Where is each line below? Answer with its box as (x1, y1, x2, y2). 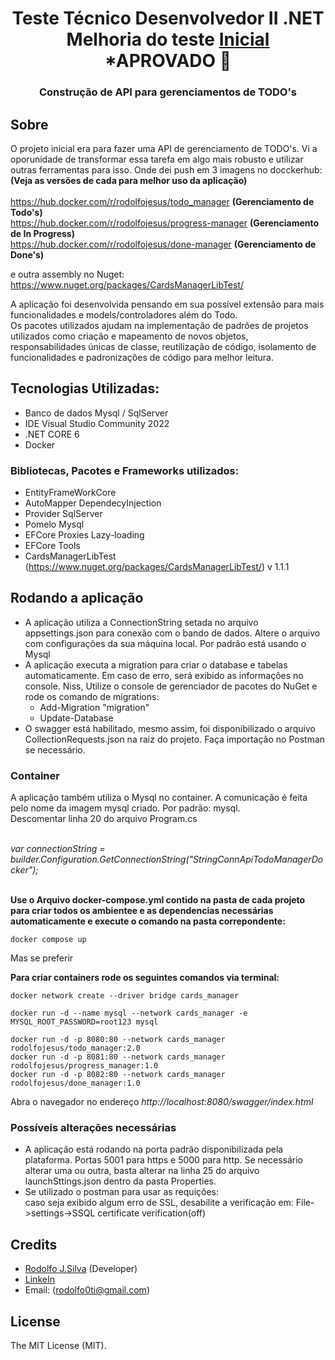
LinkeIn (24, 1273, 55, 1286)
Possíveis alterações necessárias (10, 1121, 177, 1135)
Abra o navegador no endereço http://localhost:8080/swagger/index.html (10, 1096, 314, 1108)
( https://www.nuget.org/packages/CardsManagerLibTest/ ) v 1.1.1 (24, 561, 290, 573)
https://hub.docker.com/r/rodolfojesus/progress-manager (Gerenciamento (10, 217, 320, 229)
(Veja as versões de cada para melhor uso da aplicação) (10, 174, 248, 186)
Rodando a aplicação (10, 590, 144, 607)
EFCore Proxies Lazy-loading (24, 529, 145, 541)
